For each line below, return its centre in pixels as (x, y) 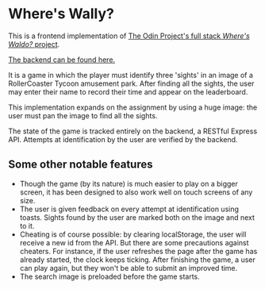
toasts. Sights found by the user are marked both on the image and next (137, 217)
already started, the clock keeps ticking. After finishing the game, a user (138, 260)
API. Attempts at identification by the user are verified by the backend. (123, 139)
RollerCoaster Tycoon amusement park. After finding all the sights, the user (131, 83)
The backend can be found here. (62, 60)
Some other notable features (81, 165)
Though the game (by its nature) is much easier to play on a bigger (129, 183)
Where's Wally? (61, 14)
